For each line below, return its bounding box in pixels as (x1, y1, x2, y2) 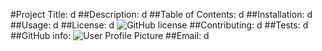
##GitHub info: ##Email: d (10, 30, 210, 41)
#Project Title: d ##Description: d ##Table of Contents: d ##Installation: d (10, 9, 313, 20)
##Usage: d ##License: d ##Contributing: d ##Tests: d (10, 19, 309, 31)
